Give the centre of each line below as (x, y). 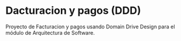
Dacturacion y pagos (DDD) (73, 11)
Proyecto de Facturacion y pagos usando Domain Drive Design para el (90, 27)
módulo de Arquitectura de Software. (50, 32)
